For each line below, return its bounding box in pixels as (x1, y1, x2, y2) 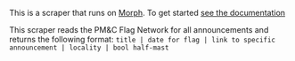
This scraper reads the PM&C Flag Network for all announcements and (9, 25, 269, 34)
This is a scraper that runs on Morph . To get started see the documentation (9, 8, 286, 18)
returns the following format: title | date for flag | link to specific (9, 34, 276, 44)
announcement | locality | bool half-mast (9, 43, 169, 52)
